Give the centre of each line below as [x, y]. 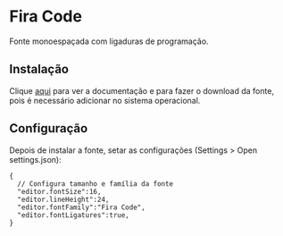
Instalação [39, 69]
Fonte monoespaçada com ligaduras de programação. [109, 41]
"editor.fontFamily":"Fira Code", [81, 207]
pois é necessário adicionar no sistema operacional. [105, 100]
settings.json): [35, 159]
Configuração [49, 128]
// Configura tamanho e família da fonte [96, 184]
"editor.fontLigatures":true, [73, 215]
